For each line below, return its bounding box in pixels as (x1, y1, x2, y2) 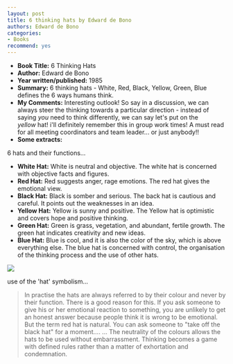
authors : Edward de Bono (7, 23, 79, 30)
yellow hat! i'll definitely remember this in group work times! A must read (17, 121, 224, 129)
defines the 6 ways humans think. (17, 91, 114, 99)
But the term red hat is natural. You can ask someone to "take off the (24, 320, 221, 329)
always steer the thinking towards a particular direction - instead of (17, 106, 209, 114)
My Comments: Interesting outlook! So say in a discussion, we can (17, 99, 209, 106)
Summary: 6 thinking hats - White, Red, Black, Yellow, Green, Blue (17, 84, 207, 92)
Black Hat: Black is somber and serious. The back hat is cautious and (17, 192, 216, 200)
